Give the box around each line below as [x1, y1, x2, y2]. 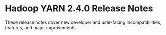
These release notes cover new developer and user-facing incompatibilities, [5, 19, 162, 25]
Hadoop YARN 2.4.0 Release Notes [5, 3, 153, 14]
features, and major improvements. [5, 24, 77, 30]
